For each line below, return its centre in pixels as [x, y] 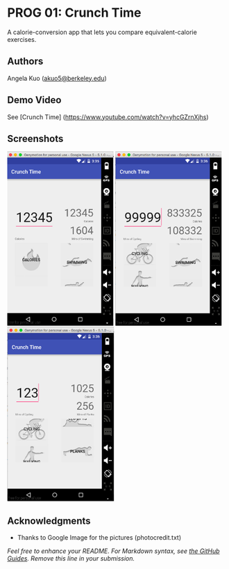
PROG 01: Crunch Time [74, 13]
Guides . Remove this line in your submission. [71, 559]
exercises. [22, 39]
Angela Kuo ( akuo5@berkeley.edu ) [57, 78]
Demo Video [34, 100]
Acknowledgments [49, 521]
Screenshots [35, 138]
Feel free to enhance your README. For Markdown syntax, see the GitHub [113, 551]
